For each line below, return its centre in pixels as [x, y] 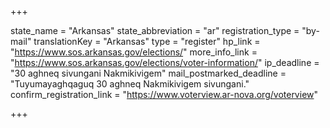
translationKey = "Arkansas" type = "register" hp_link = [147, 41]
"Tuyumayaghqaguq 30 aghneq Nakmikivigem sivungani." [130, 84]
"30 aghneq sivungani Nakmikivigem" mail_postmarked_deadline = [148, 73]
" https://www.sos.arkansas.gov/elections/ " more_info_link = [134, 52]
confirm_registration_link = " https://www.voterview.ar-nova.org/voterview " [164, 94]
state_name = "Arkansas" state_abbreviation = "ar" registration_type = [155, 30]
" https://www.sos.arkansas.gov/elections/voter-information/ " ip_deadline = [165, 62]
